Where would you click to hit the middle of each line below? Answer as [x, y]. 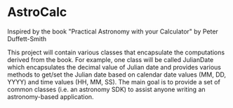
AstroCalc [37, 12]
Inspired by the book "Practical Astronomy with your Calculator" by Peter [113, 31]
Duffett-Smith [27, 38]
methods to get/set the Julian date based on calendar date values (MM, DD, [117, 75]
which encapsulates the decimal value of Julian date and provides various [114, 67]
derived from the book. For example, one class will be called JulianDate [111, 59]
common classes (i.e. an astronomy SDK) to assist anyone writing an [106, 89]
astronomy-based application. [51, 97]
